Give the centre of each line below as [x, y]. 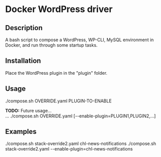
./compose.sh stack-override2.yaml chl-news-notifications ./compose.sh [81, 143]
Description [24, 28]
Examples [21, 132]
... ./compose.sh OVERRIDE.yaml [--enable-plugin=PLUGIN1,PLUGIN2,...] [80, 116]
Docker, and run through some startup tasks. [51, 45]
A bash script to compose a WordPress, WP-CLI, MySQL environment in [79, 40]
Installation [23, 61]
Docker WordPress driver [59, 9]
